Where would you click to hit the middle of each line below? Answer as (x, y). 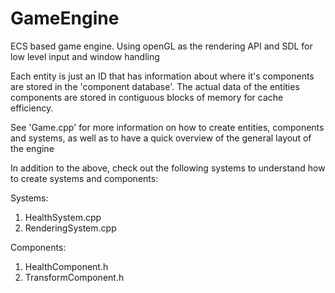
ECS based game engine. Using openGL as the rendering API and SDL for (161, 46)
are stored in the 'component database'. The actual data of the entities (155, 86)
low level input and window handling (85, 56)
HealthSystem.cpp (63, 217)
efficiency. (32, 108)
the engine (32, 148)
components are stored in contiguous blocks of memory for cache (147, 97)
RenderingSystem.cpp (70, 228)
